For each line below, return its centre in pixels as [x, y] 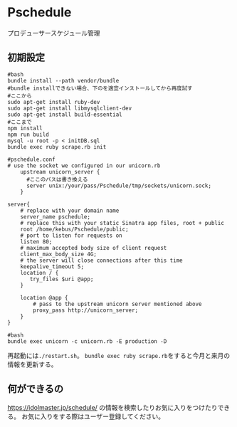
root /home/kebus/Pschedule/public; [75, 229]
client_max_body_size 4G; [59, 254]
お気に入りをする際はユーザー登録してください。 [93, 416]
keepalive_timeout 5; [52, 267]
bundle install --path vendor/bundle [63, 80]
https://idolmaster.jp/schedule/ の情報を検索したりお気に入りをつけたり [113, 407]
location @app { [44, 297]
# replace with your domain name [70, 211]
